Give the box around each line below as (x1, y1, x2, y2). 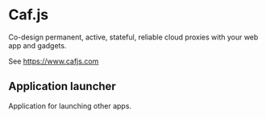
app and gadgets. (8, 40, 67, 50)
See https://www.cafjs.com (8, 56, 99, 66)
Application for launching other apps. (8, 101, 131, 110)
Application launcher (8, 80, 117, 93)
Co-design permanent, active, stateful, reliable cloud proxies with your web (8, 32, 259, 42)
